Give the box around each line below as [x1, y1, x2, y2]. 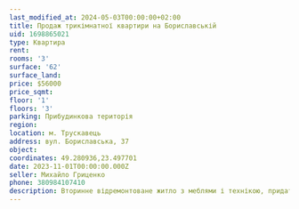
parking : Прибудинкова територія [9, 112, 133, 121]
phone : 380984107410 [9, 179, 86, 188]
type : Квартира [9, 37, 66, 47]
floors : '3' [9, 104, 53, 113]
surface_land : [9, 71, 62, 80]
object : [9, 145, 38, 154]
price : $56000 [9, 79, 62, 88]
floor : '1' [9, 95, 50, 105]
